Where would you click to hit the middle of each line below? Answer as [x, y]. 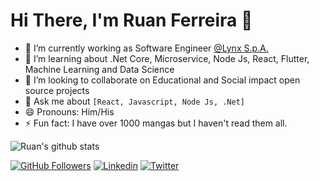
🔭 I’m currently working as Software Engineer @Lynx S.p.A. [146, 48]
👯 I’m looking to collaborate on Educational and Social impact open [162, 80]
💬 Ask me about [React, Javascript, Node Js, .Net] [134, 101]
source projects [57, 90]
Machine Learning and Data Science [99, 69]
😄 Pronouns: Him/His [69, 111]
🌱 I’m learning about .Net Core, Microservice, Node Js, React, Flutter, [167, 58]
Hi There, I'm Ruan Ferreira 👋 [131, 20]
